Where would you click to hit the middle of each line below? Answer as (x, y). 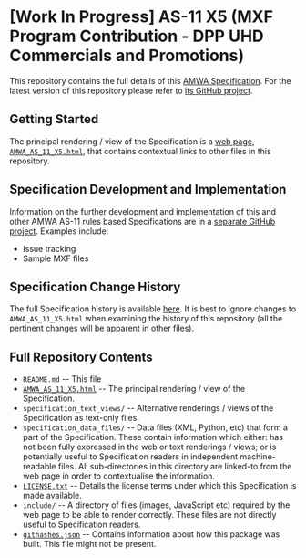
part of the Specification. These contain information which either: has (153, 437)
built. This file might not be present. (89, 544)
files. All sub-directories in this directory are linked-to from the (175, 467)
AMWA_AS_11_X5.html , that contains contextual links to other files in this (140, 151)
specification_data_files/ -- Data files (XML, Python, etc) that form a (155, 427)
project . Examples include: (59, 231)
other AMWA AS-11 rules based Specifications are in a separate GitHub (143, 221)
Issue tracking (49, 248)
